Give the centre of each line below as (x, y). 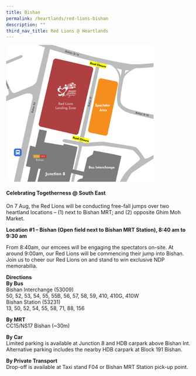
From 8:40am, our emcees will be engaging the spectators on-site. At (90, 247)
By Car (15, 337)
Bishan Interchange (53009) (40, 290)
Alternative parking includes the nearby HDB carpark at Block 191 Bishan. (94, 349)
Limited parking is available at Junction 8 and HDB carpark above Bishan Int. (98, 343)
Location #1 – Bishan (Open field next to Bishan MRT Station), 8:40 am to (96, 229)
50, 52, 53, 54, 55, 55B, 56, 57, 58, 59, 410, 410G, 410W (73, 295)
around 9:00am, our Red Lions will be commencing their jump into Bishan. (95, 253)
